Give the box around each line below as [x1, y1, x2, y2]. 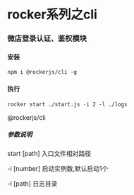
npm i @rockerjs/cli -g [7, 69, 78, 76]
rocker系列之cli [7, 6, 97, 23]
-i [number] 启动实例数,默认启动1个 [7, 165, 109, 173]
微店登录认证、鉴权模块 [7, 33, 87, 43]
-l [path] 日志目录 [7, 179, 58, 188]
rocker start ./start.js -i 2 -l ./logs [7, 101, 128, 108]
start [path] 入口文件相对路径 [7, 150, 92, 158]
